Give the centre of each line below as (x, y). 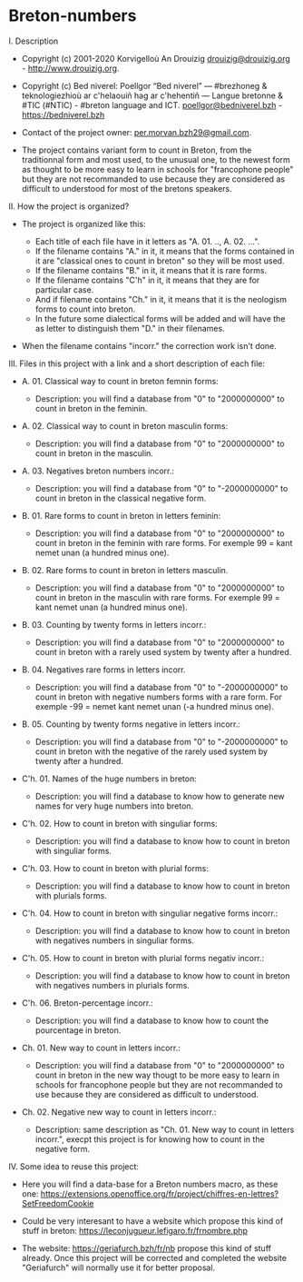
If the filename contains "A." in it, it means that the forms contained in (165, 251)
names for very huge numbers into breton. (114, 806)
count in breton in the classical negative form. (121, 498)
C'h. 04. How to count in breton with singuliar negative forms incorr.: (150, 913)
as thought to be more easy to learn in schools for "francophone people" (157, 169)
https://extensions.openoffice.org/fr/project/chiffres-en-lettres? (159, 1193)
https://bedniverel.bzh (63, 114)
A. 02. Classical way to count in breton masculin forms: (125, 426)
